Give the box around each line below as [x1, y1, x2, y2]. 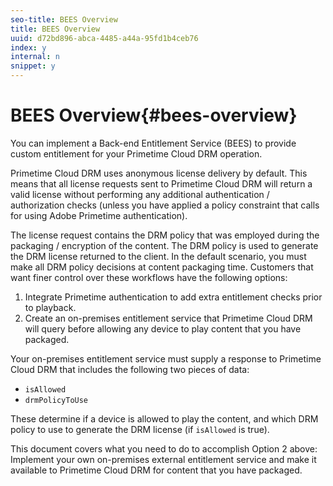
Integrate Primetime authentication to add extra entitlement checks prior [24, 291, 323, 303]
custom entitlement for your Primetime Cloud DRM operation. [10, 147, 263, 160]
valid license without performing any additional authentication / [10, 188, 270, 200]
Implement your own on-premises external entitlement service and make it [10, 453, 317, 465]
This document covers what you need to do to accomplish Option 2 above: [10, 442, 318, 455]
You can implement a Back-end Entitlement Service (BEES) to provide [10, 137, 297, 149]
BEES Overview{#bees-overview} [10, 104, 298, 127]
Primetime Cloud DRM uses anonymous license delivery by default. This [10, 167, 308, 179]
